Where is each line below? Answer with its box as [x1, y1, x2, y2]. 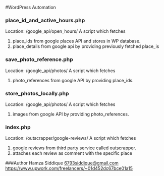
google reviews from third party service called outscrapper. [12, 145, 136, 151]
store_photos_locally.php [5, 90, 69, 97]
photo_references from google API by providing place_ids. [12, 77, 134, 83]
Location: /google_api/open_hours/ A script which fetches [5, 28, 126, 34]
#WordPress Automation [5, 5, 57, 10]
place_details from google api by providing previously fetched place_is [12, 43, 159, 49]
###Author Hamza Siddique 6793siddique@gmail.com [5, 160, 119, 166]
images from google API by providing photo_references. [12, 111, 129, 117]
